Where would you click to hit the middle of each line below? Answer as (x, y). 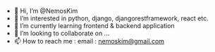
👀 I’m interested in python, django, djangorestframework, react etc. (111, 18)
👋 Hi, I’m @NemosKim (46, 11)
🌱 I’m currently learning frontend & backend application (94, 26)
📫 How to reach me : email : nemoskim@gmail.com (89, 41)
